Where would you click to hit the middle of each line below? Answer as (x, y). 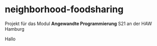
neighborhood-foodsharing (64, 9)
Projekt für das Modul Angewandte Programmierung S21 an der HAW (78, 24)
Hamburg (15, 29)
